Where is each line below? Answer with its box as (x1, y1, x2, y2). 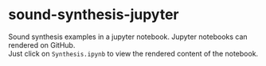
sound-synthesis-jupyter (8, 6, 179, 24)
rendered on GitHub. (8, 40, 76, 49)
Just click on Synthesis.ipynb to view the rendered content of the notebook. (8, 49, 259, 58)
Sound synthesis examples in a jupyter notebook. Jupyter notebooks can (8, 32, 248, 41)
